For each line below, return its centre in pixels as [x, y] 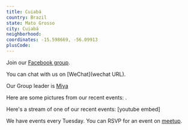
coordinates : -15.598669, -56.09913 [52, 40]
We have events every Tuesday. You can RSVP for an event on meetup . [94, 120]
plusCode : [19, 46]
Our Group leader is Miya [37, 85]
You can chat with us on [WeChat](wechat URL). [66, 74]
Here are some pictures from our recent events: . [67, 97]
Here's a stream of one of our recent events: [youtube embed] [83, 109]
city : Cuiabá [23, 29]
